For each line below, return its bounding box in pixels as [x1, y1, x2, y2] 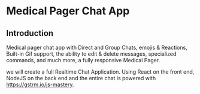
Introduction [6, 28, 54, 38]
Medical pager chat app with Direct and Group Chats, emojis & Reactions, [6, 44, 187, 51]
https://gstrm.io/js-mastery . [6, 81, 74, 88]
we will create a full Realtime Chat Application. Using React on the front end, [6, 68, 195, 75]
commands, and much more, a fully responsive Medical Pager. [6, 57, 160, 63]
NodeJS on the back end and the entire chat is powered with [6, 75, 156, 81]
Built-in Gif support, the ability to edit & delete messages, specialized [6, 50, 177, 57]
